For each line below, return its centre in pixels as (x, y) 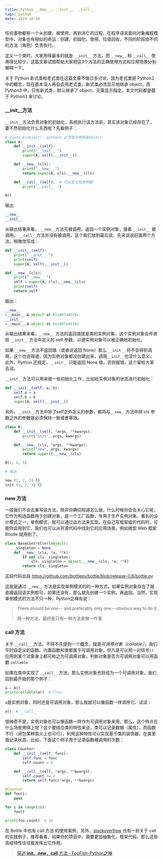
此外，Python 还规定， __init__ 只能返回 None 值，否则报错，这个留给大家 (80, 362)
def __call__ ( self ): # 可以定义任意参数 (53, 182)
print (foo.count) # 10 (29, 821)
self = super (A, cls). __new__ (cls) (50, 282)
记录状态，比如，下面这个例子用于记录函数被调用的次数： (66, 740)
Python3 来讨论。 (28, 97)
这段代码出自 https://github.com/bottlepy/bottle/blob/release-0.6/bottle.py (79, 576)
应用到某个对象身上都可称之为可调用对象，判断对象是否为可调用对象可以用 (79, 656)
